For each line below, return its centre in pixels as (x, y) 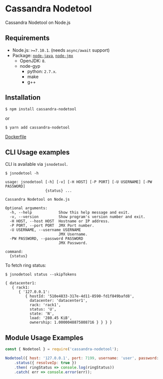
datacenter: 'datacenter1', (59, 301)
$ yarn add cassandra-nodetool (38, 127)
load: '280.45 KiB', (51, 318)
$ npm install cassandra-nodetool (41, 109)
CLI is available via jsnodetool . (37, 164)
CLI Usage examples (38, 152)
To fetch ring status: (26, 265)
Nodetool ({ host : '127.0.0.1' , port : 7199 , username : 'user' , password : (82, 358)
